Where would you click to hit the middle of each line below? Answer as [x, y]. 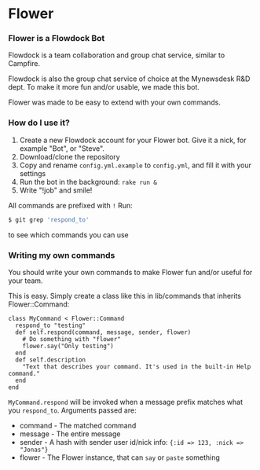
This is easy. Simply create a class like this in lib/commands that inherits [125, 296]
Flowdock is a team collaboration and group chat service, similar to [117, 55]
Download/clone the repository [70, 156]
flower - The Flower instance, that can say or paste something [119, 457]
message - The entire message [70, 434]
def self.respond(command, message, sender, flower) [103, 332]
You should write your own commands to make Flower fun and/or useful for [130, 272]
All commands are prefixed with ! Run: [71, 205]
